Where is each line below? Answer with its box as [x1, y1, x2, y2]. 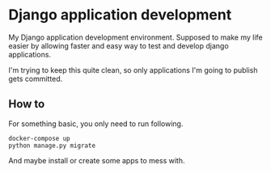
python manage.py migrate [8, 141, 95, 150]
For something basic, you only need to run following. [8, 119, 184, 129]
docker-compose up [8, 134, 70, 142]
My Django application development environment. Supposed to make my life [8, 32, 263, 42]
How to [8, 97, 45, 111]
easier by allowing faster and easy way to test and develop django [8, 40, 229, 50]
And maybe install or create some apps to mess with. [8, 155, 185, 165]
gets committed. [8, 74, 63, 83]
